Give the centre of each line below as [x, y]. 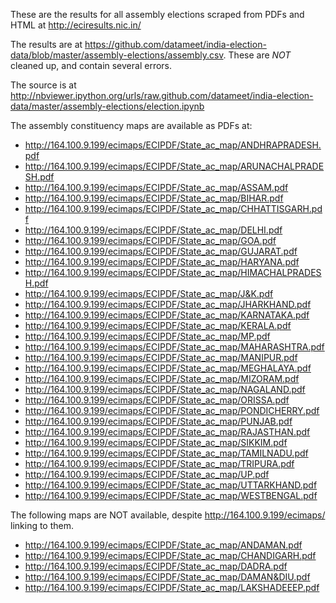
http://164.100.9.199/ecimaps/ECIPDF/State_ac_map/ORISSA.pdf [157, 400]
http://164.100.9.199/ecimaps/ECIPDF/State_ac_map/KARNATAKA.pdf [167, 315]
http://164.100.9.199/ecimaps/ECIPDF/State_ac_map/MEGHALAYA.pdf [168, 368]
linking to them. [42, 525]
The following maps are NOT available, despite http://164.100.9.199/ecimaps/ [168, 515]
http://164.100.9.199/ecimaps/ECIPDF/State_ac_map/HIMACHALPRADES [173, 272]
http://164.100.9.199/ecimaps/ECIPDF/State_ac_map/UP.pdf [147, 474]
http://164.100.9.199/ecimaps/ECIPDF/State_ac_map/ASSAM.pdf [156, 187]
